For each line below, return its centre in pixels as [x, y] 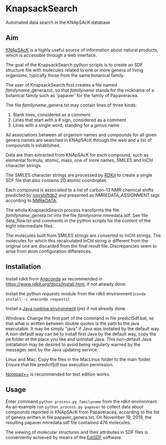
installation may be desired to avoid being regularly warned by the [73, 344]
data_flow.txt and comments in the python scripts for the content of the [78, 221]
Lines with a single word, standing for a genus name [66, 125]
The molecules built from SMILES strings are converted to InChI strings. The [83, 235]
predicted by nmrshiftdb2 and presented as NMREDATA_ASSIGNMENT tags [83, 195]
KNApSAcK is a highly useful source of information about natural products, [82, 50]
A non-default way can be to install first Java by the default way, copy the [81, 334]
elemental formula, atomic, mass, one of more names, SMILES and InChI [79, 160]
